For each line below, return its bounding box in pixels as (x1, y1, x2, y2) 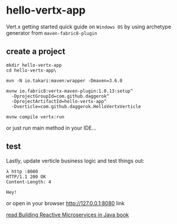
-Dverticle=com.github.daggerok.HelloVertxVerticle (11, 103, 142, 109)
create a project (6, 47, 65, 57)
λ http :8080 (6, 168, 38, 174)
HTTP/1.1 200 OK (6, 174, 46, 180)
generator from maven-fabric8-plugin (6, 29, 97, 36)
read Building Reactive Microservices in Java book (6, 211, 129, 218)
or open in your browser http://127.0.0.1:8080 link (6, 199, 125, 207)
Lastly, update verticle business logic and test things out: (6, 157, 145, 164)
